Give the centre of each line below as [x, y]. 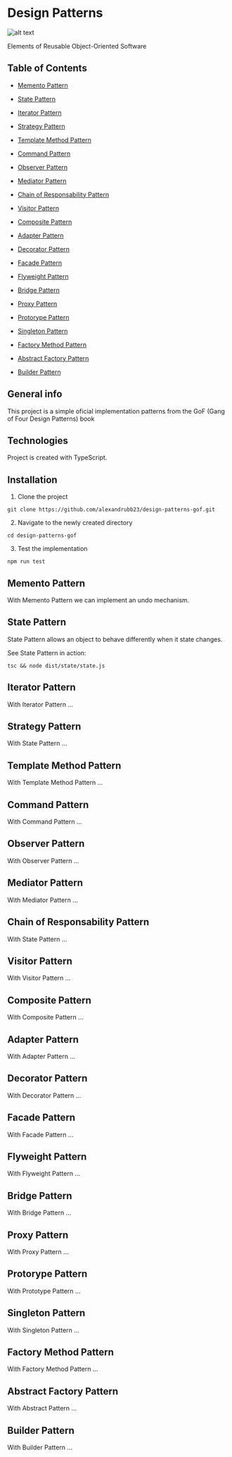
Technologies [38, 441]
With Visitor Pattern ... [39, 978]
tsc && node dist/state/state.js [56, 666]
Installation [32, 479]
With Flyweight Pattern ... [44, 1174]
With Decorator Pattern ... [44, 1095]
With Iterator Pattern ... [40, 704]
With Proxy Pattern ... [38, 1252]
